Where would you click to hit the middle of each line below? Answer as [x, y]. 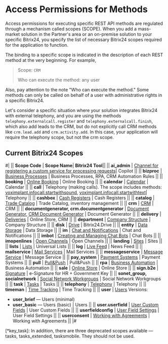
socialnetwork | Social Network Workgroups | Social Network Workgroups [83, 279]
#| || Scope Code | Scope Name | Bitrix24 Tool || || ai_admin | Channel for [82, 165]
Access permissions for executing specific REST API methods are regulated [84, 23]
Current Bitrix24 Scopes [44, 153]
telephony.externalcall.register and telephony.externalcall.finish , [79, 121]
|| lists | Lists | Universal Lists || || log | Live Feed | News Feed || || [74, 246]
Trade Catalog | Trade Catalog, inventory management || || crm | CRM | [79, 203]
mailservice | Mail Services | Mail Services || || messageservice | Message [84, 252]
